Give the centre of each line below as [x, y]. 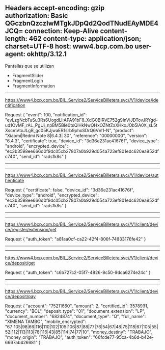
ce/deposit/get [20, 263]
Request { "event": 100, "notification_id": [46, 114]
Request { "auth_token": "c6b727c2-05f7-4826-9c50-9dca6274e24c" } [78, 272]
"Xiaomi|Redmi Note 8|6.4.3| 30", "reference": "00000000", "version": [76, 135]
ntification [15, 105]
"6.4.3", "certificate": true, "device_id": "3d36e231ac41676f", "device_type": [82, 141]
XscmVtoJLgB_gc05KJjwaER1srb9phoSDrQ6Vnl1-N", [59, 130]
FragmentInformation [34, 86]
